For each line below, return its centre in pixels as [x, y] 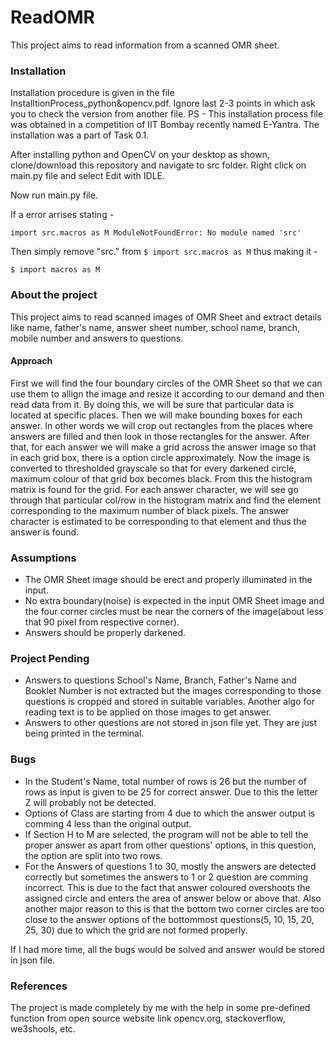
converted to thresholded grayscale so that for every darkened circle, [153, 468]
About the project [54, 295]
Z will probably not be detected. [90, 802]
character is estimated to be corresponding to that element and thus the [158, 521]
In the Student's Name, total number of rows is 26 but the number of [165, 781]
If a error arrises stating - [62, 215]
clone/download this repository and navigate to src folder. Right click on [158, 165]
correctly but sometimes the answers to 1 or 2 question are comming [166, 877]
